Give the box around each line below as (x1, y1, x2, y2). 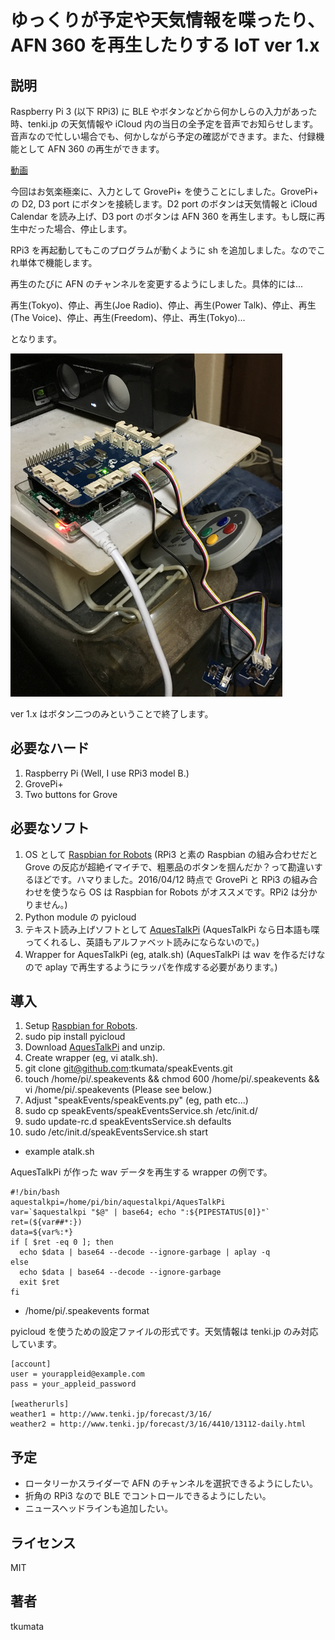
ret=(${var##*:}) (10, 1217, 83, 1228)
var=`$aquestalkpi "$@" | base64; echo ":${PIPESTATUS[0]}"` (10, 1207, 271, 1218)
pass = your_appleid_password (10, 1379, 137, 1390)
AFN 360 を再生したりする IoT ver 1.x (10, 34, 320, 57)
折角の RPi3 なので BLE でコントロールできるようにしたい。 (24, 1490, 272, 1502)
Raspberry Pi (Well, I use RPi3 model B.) (24, 767, 190, 779)
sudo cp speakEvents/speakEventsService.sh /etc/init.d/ (24, 1105, 258, 1117)
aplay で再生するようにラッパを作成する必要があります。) (44, 961, 278, 973)
